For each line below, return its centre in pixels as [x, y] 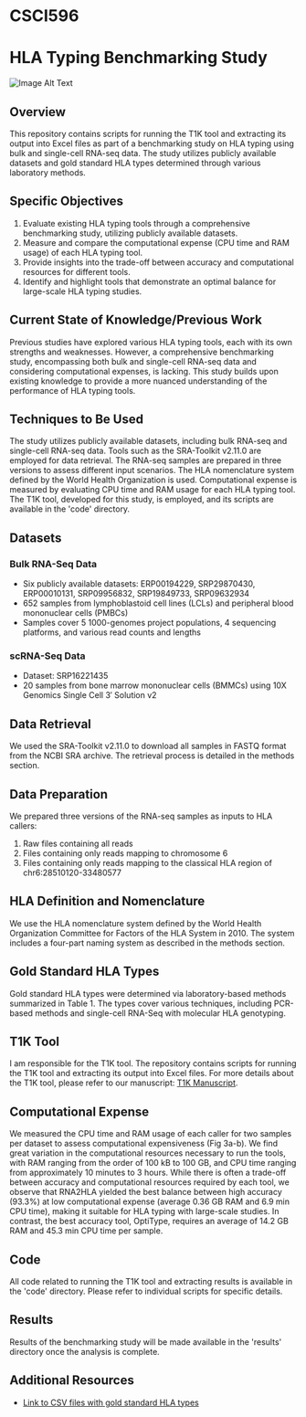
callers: [23, 825]
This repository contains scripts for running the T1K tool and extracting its [148, 133]
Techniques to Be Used [77, 419]
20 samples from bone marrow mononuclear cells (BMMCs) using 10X [154, 685]
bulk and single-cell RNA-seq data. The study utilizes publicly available [143, 153]
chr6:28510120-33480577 [72, 872]
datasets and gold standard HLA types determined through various [135, 163]
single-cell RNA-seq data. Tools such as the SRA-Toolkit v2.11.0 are [136, 451]
